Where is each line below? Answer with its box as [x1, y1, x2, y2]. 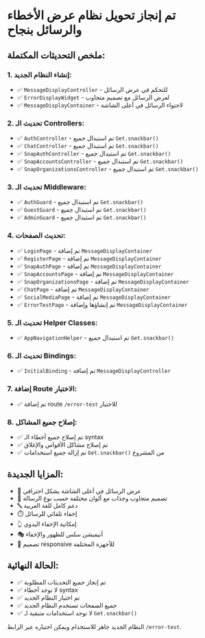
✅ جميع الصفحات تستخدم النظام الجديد [16, 601, 117, 609]
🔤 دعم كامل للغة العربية [16, 501, 78, 509]
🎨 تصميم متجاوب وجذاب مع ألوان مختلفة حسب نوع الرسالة [16, 494, 168, 502]
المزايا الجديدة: [7, 469, 64, 480]
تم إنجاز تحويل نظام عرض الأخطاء [7, 8, 176, 23]
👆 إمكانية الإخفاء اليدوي [16, 519, 77, 528]
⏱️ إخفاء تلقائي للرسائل [16, 509, 77, 517]
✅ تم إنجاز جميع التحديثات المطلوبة [16, 578, 106, 586]
